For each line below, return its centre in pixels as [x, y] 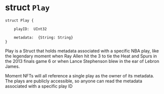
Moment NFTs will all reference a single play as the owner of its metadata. [80, 75]
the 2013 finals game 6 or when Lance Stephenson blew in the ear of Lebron [82, 61]
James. [12, 66]
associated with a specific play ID [39, 86]
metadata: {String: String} [44, 38]
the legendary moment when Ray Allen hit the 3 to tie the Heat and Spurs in [81, 56]
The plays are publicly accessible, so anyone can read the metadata [74, 81]
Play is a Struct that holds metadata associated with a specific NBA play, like [82, 51]
